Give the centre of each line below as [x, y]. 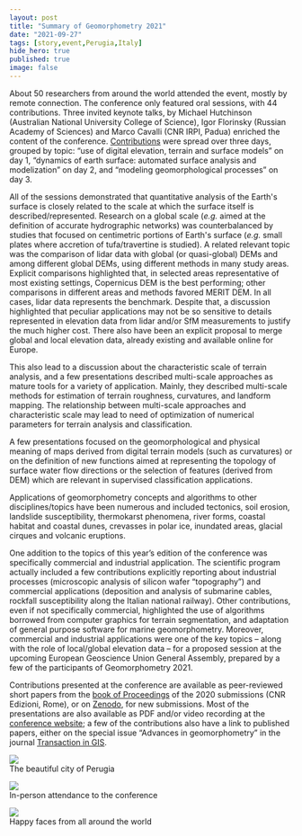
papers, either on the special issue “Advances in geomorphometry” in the [145, 733]
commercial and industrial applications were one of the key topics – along [145, 638]
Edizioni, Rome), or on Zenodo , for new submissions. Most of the [129, 704]
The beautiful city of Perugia [62, 769]
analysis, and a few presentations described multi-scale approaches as [142, 376]
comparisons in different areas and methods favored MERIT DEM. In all [141, 292]
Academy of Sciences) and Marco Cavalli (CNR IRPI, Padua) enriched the [145, 131]
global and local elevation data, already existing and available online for [142, 340]
